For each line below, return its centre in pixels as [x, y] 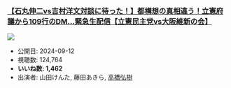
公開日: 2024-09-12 [46, 51]
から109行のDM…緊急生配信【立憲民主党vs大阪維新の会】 [113, 21]
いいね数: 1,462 [40, 68]
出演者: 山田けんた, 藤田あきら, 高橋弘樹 [75, 78]
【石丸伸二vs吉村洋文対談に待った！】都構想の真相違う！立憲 [112, 10]
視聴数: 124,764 [40, 60]
